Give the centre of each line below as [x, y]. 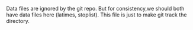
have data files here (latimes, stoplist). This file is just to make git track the [96, 15]
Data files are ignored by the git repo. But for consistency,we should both [95, 9]
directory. [18, 21]
